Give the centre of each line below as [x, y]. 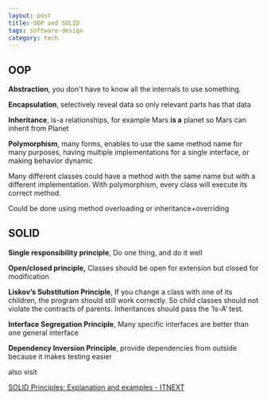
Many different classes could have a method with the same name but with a [132, 177]
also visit [23, 371]
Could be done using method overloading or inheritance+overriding [119, 208]
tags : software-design [46, 30]
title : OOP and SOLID [44, 23]
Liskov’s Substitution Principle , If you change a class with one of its [120, 292]
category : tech [33, 38]
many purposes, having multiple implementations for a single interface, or [129, 153]
